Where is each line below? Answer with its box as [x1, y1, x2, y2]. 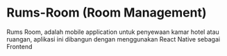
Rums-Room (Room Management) [6, 5, 207, 21]
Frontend [6, 42, 33, 50]
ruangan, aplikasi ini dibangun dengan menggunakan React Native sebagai [6, 35, 220, 43]
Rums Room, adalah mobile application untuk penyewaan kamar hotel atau [6, 28, 219, 36]
